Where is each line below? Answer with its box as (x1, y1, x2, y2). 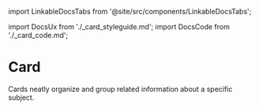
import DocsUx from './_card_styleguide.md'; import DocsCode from (8, 22, 231, 31)
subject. (8, 93, 35, 102)
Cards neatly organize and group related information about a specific (8, 84, 233, 93)
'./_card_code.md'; (8, 31, 69, 40)
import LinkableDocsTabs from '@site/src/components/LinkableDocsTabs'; (8, 7, 252, 16)
